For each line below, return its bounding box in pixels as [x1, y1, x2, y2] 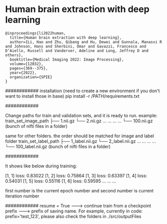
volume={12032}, [9, 61, 43, 66]
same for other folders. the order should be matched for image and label [5, 133, 154, 139]
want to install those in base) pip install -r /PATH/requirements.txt [5, 93, 140, 99]
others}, [5, 53, 23, 58]
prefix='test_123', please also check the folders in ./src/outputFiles [5, 213, 141, 219]
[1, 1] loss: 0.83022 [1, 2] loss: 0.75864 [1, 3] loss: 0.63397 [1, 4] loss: [5, 172, 147, 178]
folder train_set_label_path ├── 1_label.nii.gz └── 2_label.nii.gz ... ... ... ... [5, 138, 156, 144]
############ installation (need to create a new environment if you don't [5, 88, 160, 94]
